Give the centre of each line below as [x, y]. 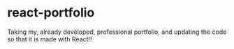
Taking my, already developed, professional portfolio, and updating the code [117, 32]
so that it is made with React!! [50, 39]
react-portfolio [51, 13]
